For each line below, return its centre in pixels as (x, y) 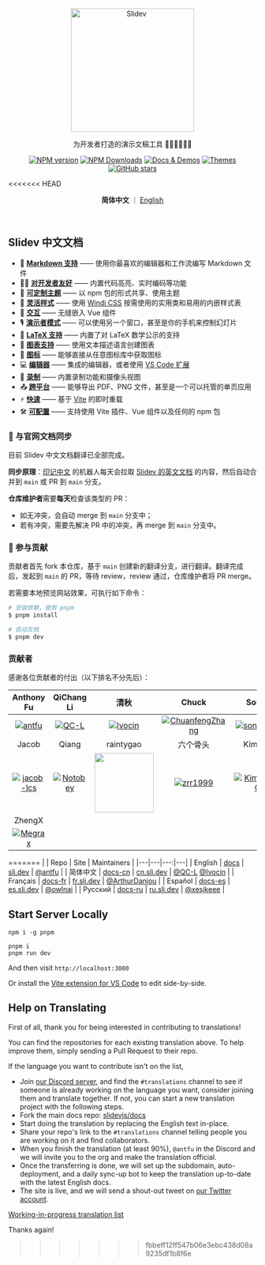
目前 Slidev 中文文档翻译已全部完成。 (68, 455)
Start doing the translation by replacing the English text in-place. (124, 1123)
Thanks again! (31, 1229)
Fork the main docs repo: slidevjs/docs (82, 1115)
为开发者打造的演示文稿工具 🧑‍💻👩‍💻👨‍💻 (132, 144)
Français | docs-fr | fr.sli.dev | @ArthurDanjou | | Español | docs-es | (119, 881)
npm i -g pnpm (32, 933)
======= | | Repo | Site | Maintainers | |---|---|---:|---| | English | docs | (126, 863)
